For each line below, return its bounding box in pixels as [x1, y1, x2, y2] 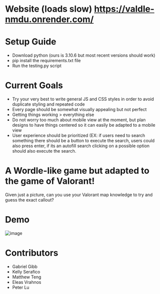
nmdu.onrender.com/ [5, 14, 94, 25]
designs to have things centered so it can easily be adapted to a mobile [12, 122, 156, 128]
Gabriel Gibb [12, 263, 38, 270]
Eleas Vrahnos [12, 279, 41, 285]
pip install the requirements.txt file [12, 58, 81, 64]
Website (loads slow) [5, 3, 93, 15]
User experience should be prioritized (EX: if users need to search [12, 133, 145, 138]
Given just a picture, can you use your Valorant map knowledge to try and [5, 192, 153, 198]
